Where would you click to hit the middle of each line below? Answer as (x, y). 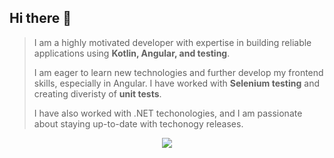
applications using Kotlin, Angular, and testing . (132, 53)
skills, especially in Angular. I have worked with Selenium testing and (176, 83)
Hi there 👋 (40, 18)
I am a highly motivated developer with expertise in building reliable (172, 42)
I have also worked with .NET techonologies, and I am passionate (168, 113)
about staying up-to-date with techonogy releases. (138, 123)
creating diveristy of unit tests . (97, 93)
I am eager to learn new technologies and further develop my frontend (178, 72)
